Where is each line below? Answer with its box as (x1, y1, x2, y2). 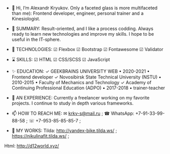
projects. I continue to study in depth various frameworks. (11, 100, 134, 106)
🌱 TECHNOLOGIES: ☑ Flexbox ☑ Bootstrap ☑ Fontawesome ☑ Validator (11, 46, 163, 52)
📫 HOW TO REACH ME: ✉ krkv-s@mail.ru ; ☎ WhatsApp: (11, 110, 134, 116)
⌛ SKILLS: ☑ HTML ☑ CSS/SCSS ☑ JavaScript (11, 57, 110, 62)
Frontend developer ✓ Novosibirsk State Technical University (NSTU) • (11, 74, 161, 80)
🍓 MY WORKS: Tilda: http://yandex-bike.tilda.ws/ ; (11, 127, 117, 134)
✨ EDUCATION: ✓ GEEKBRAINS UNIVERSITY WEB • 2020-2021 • (11, 68, 150, 74)
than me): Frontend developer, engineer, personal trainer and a (11, 10, 143, 16)
